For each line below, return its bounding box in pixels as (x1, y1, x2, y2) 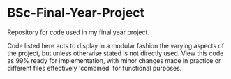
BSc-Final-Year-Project (7, 5, 145, 21)
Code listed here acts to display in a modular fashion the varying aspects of (7, 41, 225, 50)
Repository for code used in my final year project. (7, 28, 150, 36)
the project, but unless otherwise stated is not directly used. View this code (7, 49, 224, 57)
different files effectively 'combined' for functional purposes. (7, 64, 182, 72)
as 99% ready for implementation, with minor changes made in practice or (7, 56, 221, 64)
